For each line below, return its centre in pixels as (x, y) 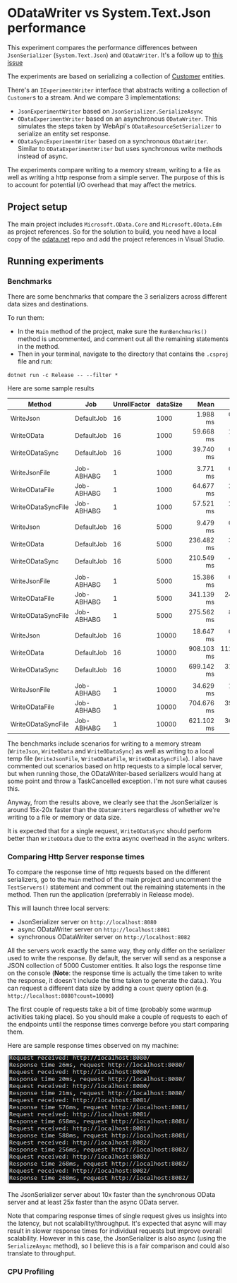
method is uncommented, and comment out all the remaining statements (123, 339)
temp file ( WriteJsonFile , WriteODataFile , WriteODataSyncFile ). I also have (115, 759)
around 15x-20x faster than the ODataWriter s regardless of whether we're (114, 810)
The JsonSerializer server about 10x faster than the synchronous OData (111, 1195)
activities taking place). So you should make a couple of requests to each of (117, 1017)
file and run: (35, 362)
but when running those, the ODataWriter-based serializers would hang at (114, 774)
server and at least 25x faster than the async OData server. (93, 1203)
